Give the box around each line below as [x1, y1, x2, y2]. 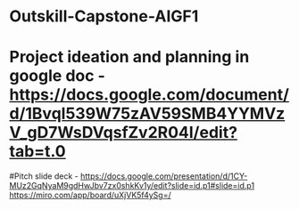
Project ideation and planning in [9, 47, 250, 68]
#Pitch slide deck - [9, 171, 79, 181]
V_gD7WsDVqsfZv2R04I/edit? [9, 123, 238, 143]
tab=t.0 [9, 141, 66, 162]
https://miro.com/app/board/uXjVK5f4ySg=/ [9, 189, 171, 201]
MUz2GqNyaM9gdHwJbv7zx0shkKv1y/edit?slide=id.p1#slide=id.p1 [9, 181, 255, 191]
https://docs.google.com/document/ [9, 84, 290, 105]
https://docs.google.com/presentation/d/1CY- [79, 171, 248, 181]
